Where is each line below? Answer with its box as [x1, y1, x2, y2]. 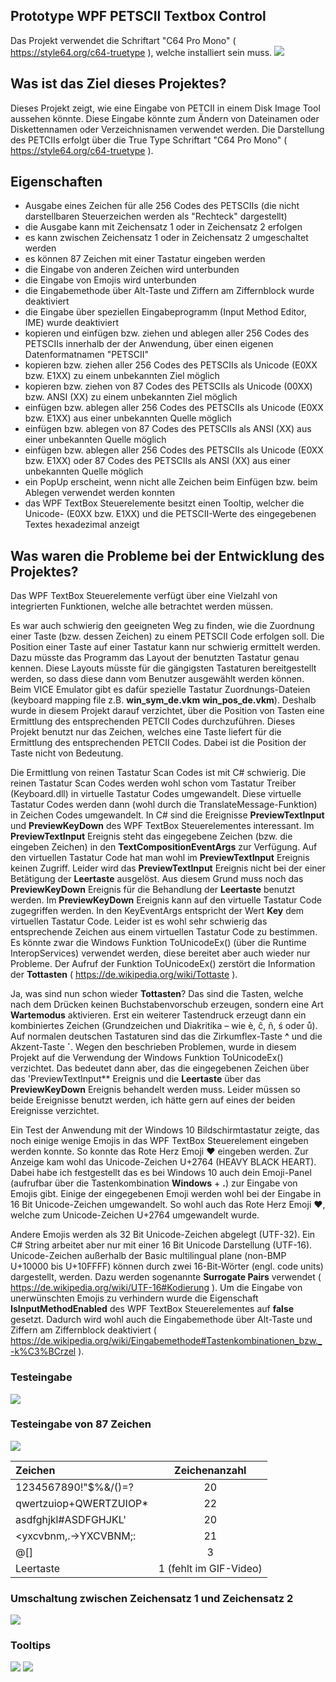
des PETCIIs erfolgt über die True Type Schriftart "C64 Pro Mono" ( [10, 134, 288, 146]
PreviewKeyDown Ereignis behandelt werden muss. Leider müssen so [10, 1084, 301, 1096]
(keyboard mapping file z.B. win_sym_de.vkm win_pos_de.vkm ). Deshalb [10, 694, 317, 706]
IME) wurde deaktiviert [24, 317, 119, 329]
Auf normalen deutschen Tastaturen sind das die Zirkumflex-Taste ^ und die [10, 1030, 323, 1043]
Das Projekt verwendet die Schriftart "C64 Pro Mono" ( [10, 34, 237, 46]
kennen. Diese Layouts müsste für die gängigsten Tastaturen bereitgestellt [10, 662, 317, 674]
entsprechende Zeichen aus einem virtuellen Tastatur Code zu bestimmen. [10, 926, 318, 938]
